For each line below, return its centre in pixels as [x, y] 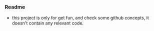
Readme [15, 7]
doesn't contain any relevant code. [47, 23]
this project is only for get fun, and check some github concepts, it [80, 18]
